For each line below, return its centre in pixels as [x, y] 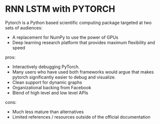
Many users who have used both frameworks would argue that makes [83, 72]
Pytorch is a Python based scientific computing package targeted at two [78, 23]
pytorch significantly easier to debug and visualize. [64, 77]
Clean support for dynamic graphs [47, 82]
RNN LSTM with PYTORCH [60, 9]
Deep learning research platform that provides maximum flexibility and [83, 42]
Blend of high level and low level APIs [50, 93]
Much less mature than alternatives [48, 112]
